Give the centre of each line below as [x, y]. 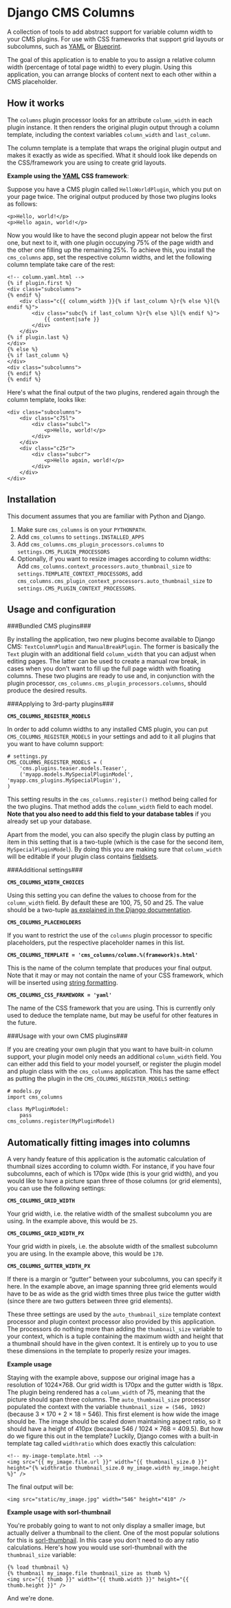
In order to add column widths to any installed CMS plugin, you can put [108, 729]
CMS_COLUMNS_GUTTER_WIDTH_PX [49, 1267]
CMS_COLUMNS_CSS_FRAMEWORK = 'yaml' [59, 995]
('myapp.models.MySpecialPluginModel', [77, 775]
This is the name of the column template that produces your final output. [110, 968]
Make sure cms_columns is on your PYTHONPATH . [81, 529]
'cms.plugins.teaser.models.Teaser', [74, 769]
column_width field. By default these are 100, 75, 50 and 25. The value [106, 902]
